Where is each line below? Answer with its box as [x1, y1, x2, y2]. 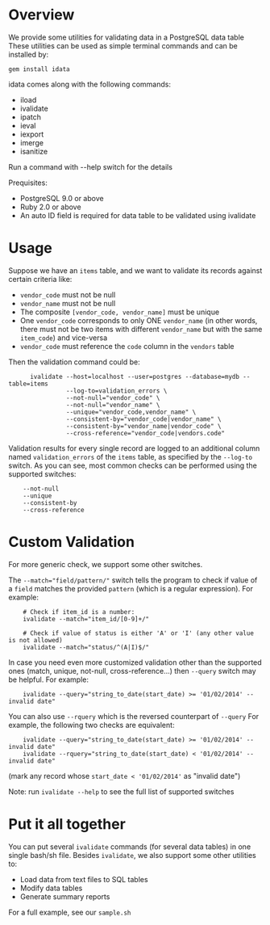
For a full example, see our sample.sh [8, 907, 131, 917]
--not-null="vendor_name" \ [65, 401, 160, 409]
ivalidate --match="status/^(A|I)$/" [23, 643, 150, 651]
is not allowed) [8, 636, 63, 644]
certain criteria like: [8, 274, 73, 284]
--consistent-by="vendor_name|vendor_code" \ [65, 422, 222, 430]
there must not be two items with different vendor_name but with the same [19, 324, 263, 334]
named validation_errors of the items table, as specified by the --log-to [8, 452, 252, 461]
